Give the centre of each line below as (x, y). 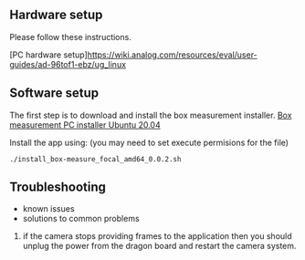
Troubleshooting (58, 187)
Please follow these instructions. (71, 36)
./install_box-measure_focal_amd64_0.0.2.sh (95, 159)
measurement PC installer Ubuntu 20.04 (85, 125)
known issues (48, 209)
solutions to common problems (81, 219)
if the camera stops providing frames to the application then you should (157, 236)
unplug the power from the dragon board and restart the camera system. (159, 246)
